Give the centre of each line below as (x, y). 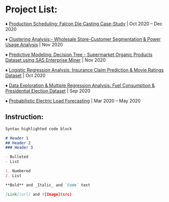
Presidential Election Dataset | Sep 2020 (48, 90)
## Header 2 (18, 143)
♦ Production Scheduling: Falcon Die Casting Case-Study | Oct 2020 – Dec (84, 24)
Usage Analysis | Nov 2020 (34, 44)
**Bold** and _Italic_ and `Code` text (48, 185)
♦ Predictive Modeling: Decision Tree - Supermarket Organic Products (79, 54)
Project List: (31, 10)
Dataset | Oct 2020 (26, 75)
